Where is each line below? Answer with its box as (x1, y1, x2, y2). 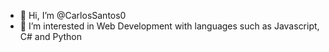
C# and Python (19, 31, 83, 42)
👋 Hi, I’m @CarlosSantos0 (19, 10, 127, 21)
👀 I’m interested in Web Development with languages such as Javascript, (19, 20, 320, 32)
